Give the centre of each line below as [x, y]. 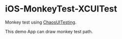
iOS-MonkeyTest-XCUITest [61, 9]
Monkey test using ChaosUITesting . [41, 22]
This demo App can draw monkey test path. [49, 31]
